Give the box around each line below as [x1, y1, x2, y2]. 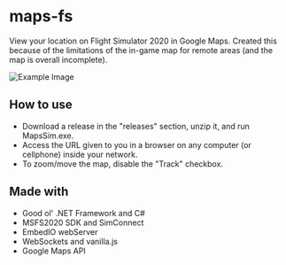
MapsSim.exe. [21, 130, 74, 141]
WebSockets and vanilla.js [21, 236, 118, 246]
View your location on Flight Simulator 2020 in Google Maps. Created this [9, 35, 277, 46]
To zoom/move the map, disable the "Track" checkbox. [21, 158, 224, 169]
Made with [9, 184, 69, 199]
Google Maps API [21, 246, 86, 256]
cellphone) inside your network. [21, 149, 138, 160]
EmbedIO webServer [21, 226, 98, 237]
